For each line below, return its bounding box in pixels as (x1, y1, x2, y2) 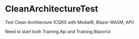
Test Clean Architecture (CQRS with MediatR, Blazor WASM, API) (5, 19, 135, 25)
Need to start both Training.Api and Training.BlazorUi (5, 28, 111, 34)
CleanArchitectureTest (5, 3, 98, 14)
